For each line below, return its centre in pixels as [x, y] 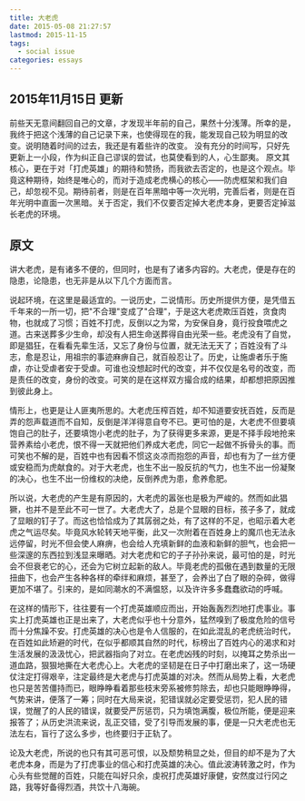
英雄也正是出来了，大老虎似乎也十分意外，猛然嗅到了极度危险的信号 [168, 619]
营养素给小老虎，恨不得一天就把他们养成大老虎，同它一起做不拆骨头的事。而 [152, 444]
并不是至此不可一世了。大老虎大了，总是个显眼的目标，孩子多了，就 [160, 509]
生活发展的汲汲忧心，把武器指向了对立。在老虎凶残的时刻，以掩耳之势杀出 [148, 654]
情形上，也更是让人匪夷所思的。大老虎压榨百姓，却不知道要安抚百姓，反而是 [152, 410]
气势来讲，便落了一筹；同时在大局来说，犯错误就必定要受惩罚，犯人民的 [144, 699]
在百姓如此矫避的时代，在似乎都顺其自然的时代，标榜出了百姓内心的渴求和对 [152, 642]
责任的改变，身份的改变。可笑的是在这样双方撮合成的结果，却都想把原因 [152, 380]
